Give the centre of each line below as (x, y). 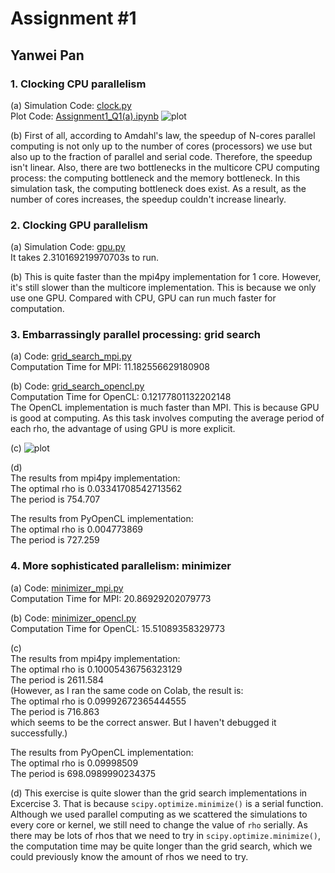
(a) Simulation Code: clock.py (71, 105)
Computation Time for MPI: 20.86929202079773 (111, 598)
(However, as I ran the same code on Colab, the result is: (127, 690)
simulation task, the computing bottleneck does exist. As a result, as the (158, 188)
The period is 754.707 (55, 499)
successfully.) (39, 733)
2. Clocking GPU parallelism (79, 225)
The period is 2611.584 (57, 679)
